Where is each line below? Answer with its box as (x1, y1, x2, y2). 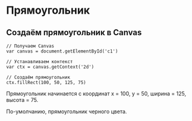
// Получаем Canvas (6, 43, 55, 49)
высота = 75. (6, 97, 39, 103)
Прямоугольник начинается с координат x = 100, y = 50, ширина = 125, (6, 90, 186, 97)
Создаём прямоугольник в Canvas (6, 27, 142, 38)
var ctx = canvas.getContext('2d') (6, 64, 95, 70)
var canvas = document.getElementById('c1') (6, 48, 118, 54)
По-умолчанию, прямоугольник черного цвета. (6, 108, 127, 115)
